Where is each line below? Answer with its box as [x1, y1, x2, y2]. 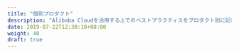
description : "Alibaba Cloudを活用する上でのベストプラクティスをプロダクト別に [7, 17, 226, 24]
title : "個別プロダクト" [7, 10, 73, 18]
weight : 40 [7, 29, 40, 37]
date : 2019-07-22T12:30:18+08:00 [7, 23, 107, 30]
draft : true [7, 36, 43, 43]
